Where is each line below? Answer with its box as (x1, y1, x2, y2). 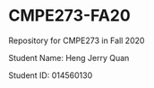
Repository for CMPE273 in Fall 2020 (8, 35, 145, 46)
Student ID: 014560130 (8, 69, 93, 81)
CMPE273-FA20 (8, 5, 131, 26)
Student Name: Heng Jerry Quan (8, 52, 130, 63)
